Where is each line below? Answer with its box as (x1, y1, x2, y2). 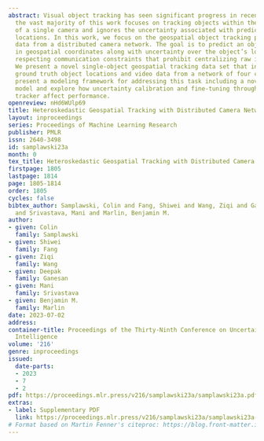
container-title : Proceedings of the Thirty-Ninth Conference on (8, 325, 226, 334)
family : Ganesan (15, 274, 68, 283)
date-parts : (15, 362, 55, 370)
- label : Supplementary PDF (8, 406, 101, 414)
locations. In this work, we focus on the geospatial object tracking (15, 33, 251, 42)
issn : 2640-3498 (8, 135, 61, 144)
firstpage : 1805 (8, 165, 61, 173)
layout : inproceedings (8, 114, 82, 122)
